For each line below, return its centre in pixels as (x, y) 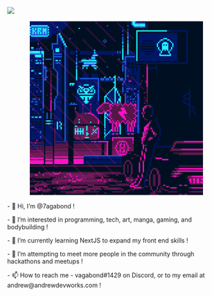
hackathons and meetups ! (45, 261)
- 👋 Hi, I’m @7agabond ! (41, 206)
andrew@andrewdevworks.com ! (54, 285)
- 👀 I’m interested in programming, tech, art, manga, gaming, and (100, 220)
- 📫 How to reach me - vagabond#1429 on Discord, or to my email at (106, 275)
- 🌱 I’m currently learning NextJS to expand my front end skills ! (98, 240)
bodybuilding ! (28, 227)
